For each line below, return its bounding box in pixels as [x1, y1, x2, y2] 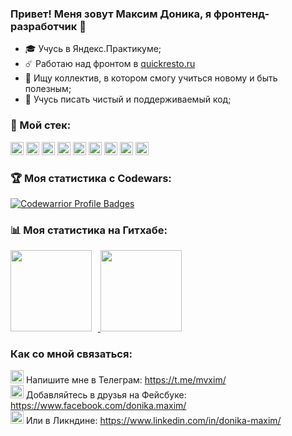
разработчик [10, 19, 78, 33]
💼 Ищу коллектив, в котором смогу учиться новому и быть [24, 72, 278, 84]
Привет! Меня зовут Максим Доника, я [10, 7, 212, 21]
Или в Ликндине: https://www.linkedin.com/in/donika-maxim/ [25, 415, 282, 427]
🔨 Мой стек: [10, 118, 72, 132]
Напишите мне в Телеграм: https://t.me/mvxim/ [25, 374, 227, 386]
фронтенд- [213, 7, 270, 21]
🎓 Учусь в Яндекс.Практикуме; [24, 43, 162, 55]
